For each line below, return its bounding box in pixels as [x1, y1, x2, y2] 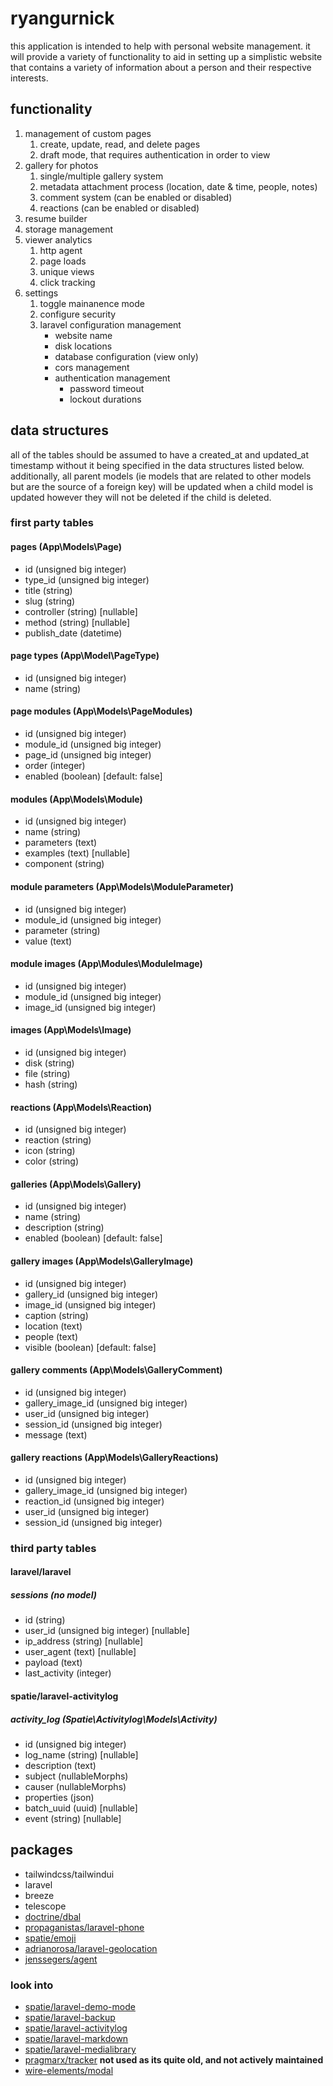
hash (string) [24, 1078, 78, 1090]
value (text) [24, 935, 73, 947]
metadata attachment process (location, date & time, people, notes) [39, 180, 318, 192]
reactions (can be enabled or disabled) [39, 202, 200, 214]
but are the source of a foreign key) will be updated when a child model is [10, 480, 314, 492]
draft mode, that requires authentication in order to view [39, 148, 271, 161]
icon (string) [24, 1145, 76, 1157]
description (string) [24, 1222, 105, 1234]
